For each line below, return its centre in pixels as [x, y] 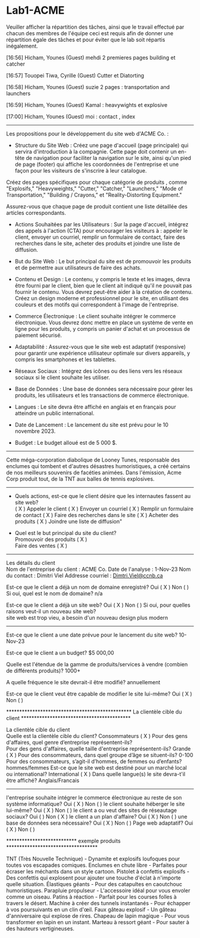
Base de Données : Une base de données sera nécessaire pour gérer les [104, 389]
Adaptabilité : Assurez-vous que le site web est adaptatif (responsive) [100, 346]
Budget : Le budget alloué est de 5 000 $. [66, 442]
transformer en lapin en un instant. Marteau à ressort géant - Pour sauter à [98, 922]
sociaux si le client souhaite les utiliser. [62, 377]
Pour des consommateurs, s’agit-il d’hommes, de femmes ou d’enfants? [94, 761]
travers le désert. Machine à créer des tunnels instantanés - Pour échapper [99, 903]
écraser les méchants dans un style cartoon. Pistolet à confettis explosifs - [98, 871]
